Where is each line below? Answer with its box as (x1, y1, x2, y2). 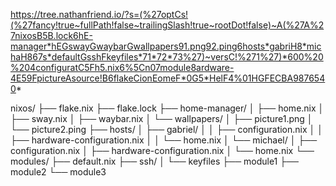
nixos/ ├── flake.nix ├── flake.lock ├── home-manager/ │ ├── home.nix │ (10, 102, 325, 114)
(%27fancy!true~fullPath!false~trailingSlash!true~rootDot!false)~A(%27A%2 (10, 19, 325, 31)
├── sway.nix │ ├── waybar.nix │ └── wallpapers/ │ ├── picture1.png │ (10, 113, 313, 124)
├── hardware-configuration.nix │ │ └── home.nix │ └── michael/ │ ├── (10, 134, 318, 146)
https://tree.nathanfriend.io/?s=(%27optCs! (10, 9, 189, 20)
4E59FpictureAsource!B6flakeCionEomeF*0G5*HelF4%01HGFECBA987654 (10, 72, 326, 84)
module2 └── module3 (10, 166, 107, 178)
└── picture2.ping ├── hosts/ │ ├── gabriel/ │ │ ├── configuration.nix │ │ (10, 124, 324, 135)
